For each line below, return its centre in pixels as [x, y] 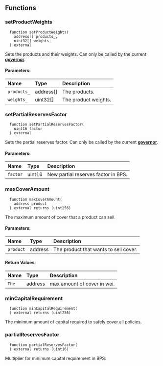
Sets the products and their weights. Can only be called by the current [76, 54]
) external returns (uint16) [39, 349]
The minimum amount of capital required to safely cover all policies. [73, 322]
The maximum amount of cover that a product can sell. [60, 217]
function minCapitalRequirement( [44, 309]
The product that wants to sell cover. [95, 249]
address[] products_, [36, 36]
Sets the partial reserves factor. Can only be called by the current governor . [82, 142]
